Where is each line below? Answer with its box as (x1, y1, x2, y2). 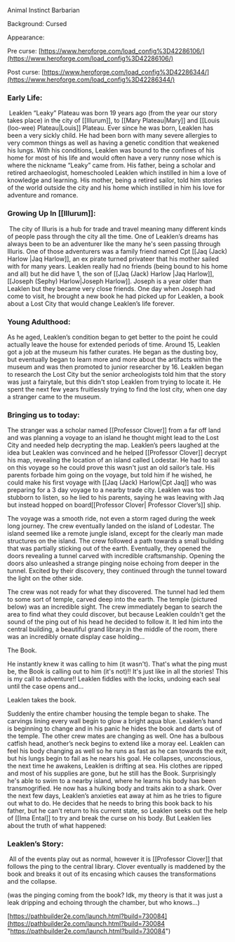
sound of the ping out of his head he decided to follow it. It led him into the (7, 618, 223, 626)
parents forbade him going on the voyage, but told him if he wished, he (7, 471, 213, 479)
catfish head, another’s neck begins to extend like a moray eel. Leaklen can (7, 740, 225, 748)
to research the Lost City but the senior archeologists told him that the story (7, 370, 227, 378)
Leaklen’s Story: (7, 839, 64, 849)
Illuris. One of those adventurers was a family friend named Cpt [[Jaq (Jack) (7, 247, 228, 255)
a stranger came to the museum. (7, 392, 102, 401)
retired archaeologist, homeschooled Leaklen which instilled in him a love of (7, 169, 227, 177)
